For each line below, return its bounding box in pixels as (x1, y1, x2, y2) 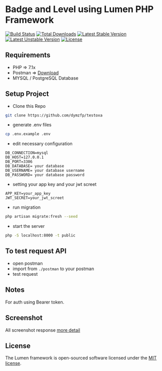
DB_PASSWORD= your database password (5, 172, 85, 177)
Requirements (5, 51, 50, 59)
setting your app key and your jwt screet (12, 181, 97, 188)
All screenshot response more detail (5, 327, 81, 333)
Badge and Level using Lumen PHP (5, 4, 154, 15)
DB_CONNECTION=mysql (5, 150, 49, 156)
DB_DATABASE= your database (5, 164, 65, 169)
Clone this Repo (12, 103, 46, 109)
